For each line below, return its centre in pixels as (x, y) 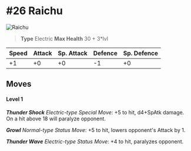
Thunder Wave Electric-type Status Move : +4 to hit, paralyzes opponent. (95, 141)
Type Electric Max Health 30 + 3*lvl (64, 38)
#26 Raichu (35, 11)
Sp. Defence (141, 53)
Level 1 (15, 99)
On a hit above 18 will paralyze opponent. (56, 119)
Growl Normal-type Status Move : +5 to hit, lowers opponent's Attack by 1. (96, 130)
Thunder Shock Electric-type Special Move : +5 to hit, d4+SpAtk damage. (95, 112)
